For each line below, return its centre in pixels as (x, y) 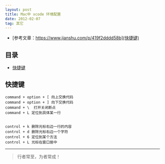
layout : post (18, 10)
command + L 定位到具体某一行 (33, 113)
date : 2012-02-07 (23, 19)
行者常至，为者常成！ (39, 156)
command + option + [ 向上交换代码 (39, 97)
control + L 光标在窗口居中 (31, 142)
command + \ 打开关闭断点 (30, 108)
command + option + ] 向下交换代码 (39, 102)
